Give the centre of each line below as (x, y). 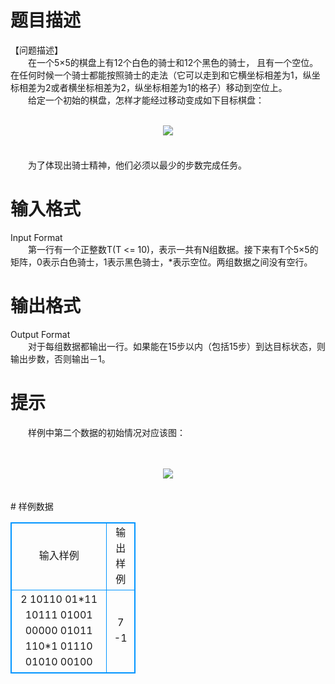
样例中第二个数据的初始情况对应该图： (106, 432)
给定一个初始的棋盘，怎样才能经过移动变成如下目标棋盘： (146, 100)
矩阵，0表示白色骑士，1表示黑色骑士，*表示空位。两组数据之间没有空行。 (161, 262)
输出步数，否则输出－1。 (60, 358)
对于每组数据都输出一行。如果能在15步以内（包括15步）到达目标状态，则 (176, 346)
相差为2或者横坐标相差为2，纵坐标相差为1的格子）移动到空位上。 (153, 87)
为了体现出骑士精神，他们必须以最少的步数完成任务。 (137, 165)
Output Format (40, 334)
